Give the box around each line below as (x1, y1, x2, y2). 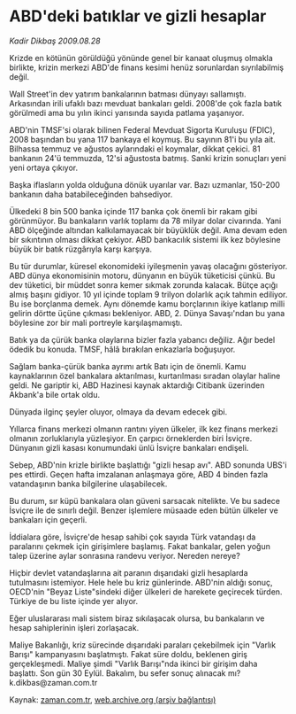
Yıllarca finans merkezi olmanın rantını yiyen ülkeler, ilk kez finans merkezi (9, 423, 278, 434)
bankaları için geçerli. (9, 514, 87, 524)
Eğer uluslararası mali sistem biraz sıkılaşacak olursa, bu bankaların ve (9, 613, 265, 624)
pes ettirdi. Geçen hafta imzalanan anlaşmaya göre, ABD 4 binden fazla (9, 469, 269, 479)
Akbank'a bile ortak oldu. (9, 389, 101, 400)
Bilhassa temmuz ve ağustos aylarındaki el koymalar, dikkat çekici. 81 (9, 144, 261, 154)
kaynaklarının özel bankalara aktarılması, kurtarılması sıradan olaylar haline (9, 370, 281, 381)
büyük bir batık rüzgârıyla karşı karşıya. (9, 244, 153, 254)
